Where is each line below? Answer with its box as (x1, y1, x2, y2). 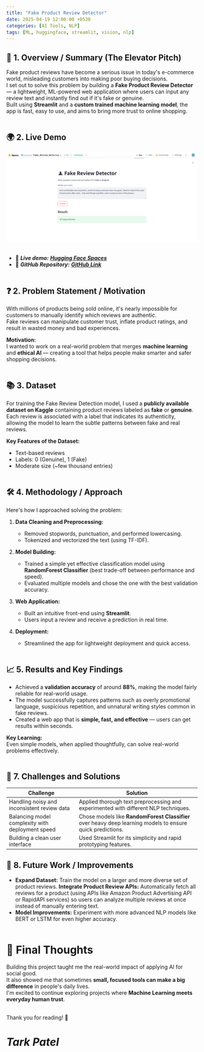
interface (8, 841, 32, 848)
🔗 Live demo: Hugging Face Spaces (15, 255, 107, 262)
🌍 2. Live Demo (6, 132, 67, 143)
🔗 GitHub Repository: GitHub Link (15, 261, 101, 268)
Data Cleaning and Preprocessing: (15, 518, 104, 525)
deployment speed (8, 826, 56, 833)
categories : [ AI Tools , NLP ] (6, 23, 80, 29)
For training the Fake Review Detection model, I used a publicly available (6, 400, 189, 407)
